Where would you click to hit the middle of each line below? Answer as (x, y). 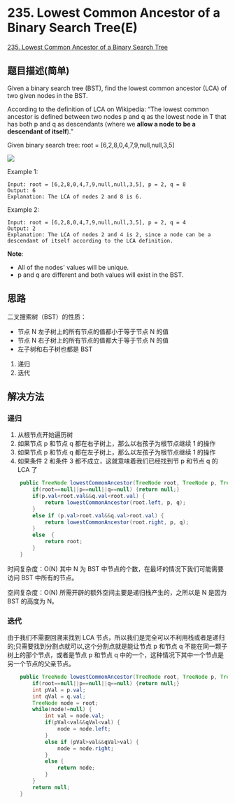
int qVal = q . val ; (59, 696)
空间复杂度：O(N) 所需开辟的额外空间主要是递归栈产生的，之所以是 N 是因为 (117, 592)
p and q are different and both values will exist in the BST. (100, 275)
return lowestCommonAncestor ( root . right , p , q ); (117, 522)
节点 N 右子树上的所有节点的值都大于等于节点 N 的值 (93, 340)
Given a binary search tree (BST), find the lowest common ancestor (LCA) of (117, 88)
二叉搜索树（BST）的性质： (47, 317)
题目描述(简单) (38, 71)
